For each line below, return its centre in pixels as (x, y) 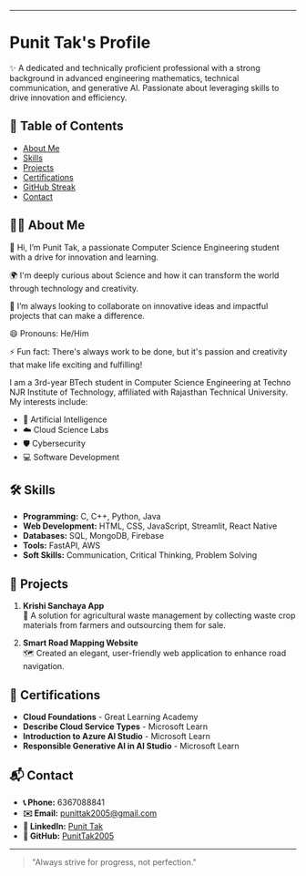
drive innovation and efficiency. (68, 98)
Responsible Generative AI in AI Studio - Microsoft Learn (131, 746)
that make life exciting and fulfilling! (76, 365)
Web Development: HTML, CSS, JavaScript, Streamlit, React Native (150, 526)
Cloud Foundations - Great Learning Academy (110, 717)
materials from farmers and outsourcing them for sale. (124, 625)
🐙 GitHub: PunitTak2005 (68, 836)
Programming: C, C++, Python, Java (92, 517)
